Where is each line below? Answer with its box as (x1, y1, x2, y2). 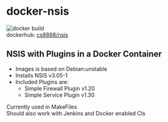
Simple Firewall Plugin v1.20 (24, 85, 95, 92)
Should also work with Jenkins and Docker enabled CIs (6, 109, 146, 117)
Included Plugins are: (15, 78, 69, 85)
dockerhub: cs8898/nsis (6, 31, 69, 38)
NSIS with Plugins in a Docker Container (6, 49, 162, 59)
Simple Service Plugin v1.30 (24, 91, 95, 99)
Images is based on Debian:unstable (15, 65, 107, 72)
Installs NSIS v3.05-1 (15, 72, 68, 79)
